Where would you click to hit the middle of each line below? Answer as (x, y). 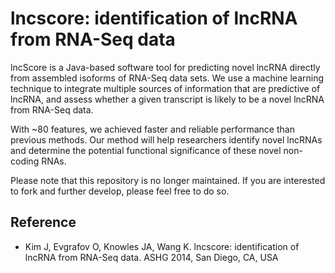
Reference (43, 222)
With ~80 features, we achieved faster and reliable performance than (152, 129)
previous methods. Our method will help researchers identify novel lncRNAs (166, 139)
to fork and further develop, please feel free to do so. (120, 191)
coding (25, 161)
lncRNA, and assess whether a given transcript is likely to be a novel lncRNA (167, 99)
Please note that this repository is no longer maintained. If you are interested (168, 180)
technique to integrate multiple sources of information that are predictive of (165, 88)
